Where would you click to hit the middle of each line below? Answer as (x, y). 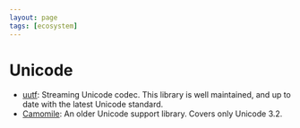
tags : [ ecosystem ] (43, 26)
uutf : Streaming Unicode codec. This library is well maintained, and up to (156, 95)
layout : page (34, 17)
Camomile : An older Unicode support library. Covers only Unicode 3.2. (152, 114)
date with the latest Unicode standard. (93, 105)
